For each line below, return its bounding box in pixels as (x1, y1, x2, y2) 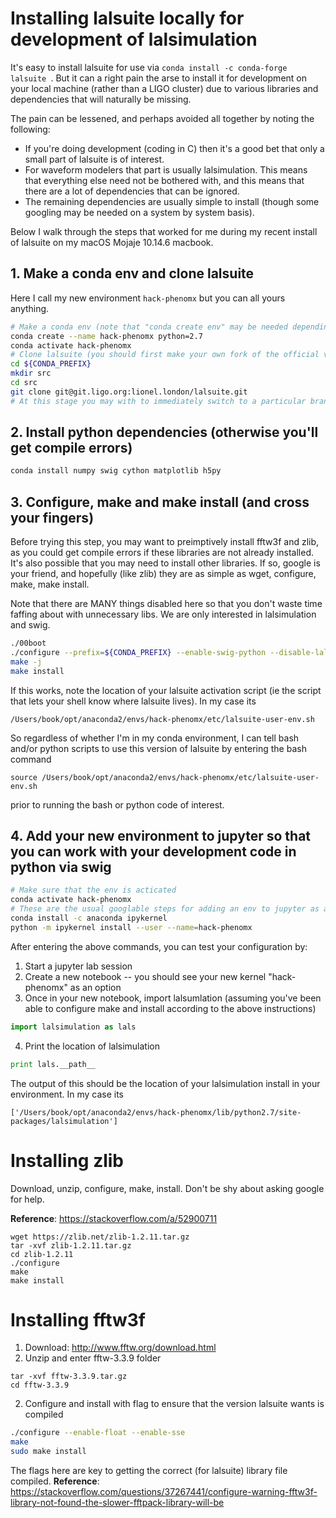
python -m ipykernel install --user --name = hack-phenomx (10, 922, 253, 932)
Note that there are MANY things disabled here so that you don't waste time (10, 598, 323, 610)
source (10, 772, 38, 782)
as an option (69, 981, 122, 993)
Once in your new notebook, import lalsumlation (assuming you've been (24, 992, 322, 1004)
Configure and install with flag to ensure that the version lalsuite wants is (24, 1398, 325, 1410)
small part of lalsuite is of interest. (24, 153, 165, 165)
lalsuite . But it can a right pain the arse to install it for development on (10, 72, 307, 84)
